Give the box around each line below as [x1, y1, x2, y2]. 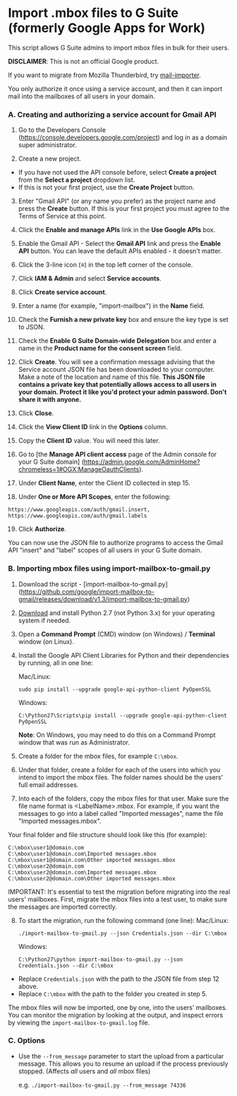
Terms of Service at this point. [18, 212, 107, 221]
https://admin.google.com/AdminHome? [83, 457, 200, 466]
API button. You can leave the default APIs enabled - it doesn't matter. [18, 247, 223, 255]
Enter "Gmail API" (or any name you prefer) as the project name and [18, 197, 216, 206]
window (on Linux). [18, 637, 75, 646]
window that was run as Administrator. [18, 738, 130, 747]
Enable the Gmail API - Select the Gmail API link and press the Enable [18, 239, 221, 248]
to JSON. [18, 323, 45, 332]
